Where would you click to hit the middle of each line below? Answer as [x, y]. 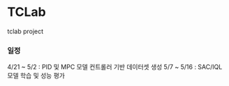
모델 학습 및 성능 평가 [36, 76]
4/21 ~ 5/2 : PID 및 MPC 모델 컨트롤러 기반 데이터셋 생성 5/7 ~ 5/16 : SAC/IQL [115, 67]
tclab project [25, 31]
